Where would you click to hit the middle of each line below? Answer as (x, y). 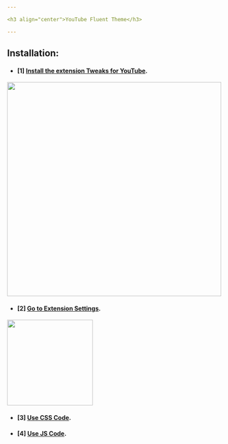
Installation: (33, 53)
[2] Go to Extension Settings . (59, 308)
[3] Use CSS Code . (44, 418)
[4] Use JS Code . (42, 433)
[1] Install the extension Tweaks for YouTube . (82, 71)
